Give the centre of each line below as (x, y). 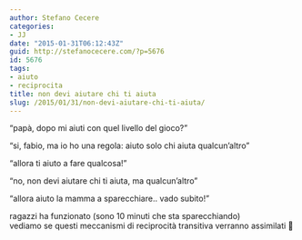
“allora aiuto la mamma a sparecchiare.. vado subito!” (110, 199)
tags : (20, 69)
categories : (32, 26)
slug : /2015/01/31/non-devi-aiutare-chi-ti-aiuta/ (107, 102)
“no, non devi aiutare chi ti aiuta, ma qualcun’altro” (104, 181)
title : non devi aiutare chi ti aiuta (83, 94)
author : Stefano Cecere (55, 18)
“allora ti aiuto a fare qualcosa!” (68, 164)
